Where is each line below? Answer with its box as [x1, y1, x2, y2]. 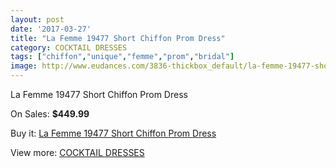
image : [10, 61, 38, 71]
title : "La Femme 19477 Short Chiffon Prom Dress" [10, 33, 226, 43]
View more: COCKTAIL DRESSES [10, 147, 145, 158]
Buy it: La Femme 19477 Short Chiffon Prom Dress [10, 127, 217, 139]
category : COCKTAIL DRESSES [10, 42, 128, 53]
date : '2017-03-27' [10, 24, 92, 34]
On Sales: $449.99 [10, 108, 90, 120]
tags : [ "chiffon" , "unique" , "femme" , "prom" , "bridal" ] [10, 52, 235, 62]
